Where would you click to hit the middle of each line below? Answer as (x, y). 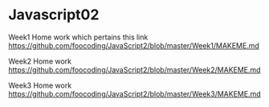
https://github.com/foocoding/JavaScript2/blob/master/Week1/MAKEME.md (134, 45)
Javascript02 (54, 15)
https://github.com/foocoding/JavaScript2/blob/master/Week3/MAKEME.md (134, 93)
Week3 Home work (40, 85)
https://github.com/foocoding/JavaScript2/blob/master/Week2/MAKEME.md (134, 69)
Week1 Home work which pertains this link (78, 37)
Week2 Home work (40, 61)
